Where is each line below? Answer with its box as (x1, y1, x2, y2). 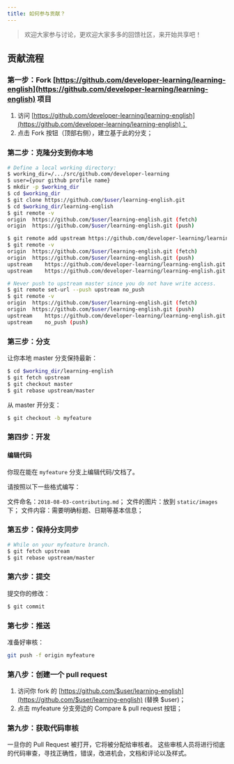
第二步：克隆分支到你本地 (7, 148, 93, 157)
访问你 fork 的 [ (17, 687, 61, 695)
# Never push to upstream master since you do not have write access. (7, 280, 217, 287)
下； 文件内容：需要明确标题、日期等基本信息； (7, 506, 143, 514)
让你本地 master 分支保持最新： (7, 354, 98, 362)
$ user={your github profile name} (7, 177, 111, 185)
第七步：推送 (7, 621, 51, 630)
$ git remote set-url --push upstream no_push (7, 286, 145, 293)
